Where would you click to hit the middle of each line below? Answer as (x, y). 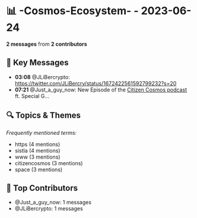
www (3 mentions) (37, 157)
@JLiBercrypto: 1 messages (49, 208)
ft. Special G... (32, 96)
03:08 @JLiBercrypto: (42, 77)
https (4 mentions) (37, 144)
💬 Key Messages (38, 63)
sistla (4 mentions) (37, 150)
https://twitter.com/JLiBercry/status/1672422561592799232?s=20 (96, 83)
